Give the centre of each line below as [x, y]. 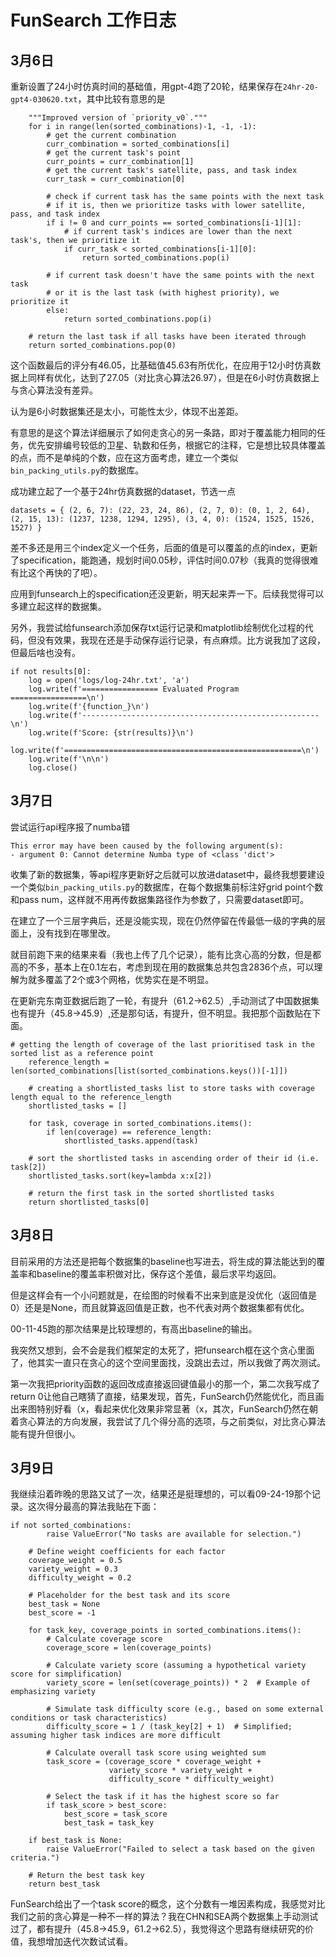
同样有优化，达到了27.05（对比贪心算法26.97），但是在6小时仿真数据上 [173, 377]
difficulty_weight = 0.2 [80, 1578]
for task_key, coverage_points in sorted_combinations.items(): [165, 1631]
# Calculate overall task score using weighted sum [156, 1753]
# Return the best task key [86, 1876]
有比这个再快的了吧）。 [56, 572]
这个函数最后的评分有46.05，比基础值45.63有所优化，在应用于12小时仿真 [161, 365]
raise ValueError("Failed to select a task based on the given [180, 1849]
